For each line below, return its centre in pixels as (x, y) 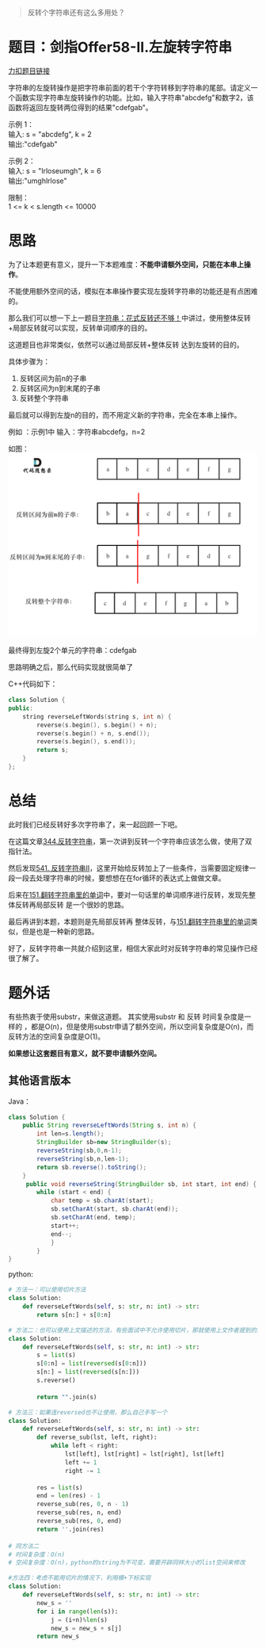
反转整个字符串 (44, 398)
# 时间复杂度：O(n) (37, 1555)
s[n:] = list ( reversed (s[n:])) (88, 1372)
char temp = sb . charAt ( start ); (102, 1201)
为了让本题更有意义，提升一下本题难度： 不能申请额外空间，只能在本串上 (126, 264)
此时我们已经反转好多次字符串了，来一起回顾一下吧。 (95, 824)
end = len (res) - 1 (69, 1496)
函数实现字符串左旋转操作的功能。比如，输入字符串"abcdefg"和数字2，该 (135, 97)
